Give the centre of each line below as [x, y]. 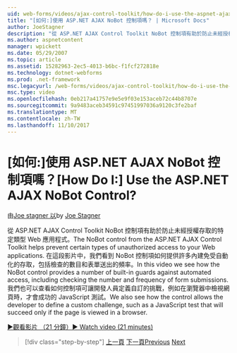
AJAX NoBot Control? [72, 195]
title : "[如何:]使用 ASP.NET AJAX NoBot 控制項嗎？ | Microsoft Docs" [108, 20]
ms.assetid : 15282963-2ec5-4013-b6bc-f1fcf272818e [83, 66]
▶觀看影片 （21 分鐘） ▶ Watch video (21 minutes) [80, 327]
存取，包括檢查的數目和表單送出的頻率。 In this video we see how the [120, 264]
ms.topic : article [34, 60]
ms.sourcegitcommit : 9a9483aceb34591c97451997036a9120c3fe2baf [102, 106]
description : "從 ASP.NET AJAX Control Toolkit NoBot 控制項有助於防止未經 [115, 33]
